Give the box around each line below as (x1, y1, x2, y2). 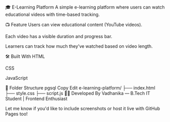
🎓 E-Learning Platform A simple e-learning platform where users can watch (5, 4, 165, 10)
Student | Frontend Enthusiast (5, 96, 67, 102)
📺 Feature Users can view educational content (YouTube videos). (5, 22, 143, 27)
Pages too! (5, 111, 28, 117)
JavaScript (5, 75, 28, 81)
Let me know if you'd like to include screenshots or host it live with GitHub (5, 106, 160, 111)
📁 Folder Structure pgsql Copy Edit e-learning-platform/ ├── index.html (5, 85, 156, 90)
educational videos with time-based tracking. (5, 12, 100, 17)
